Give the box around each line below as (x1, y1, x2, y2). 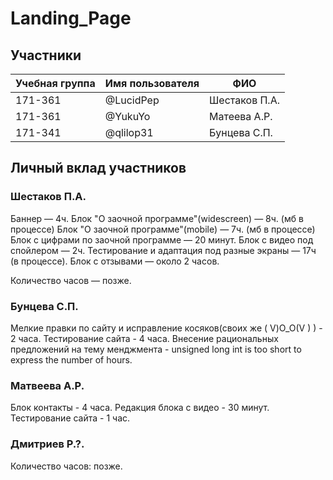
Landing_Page (10, 7, 132, 30)
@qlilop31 (104, 126, 154, 139)
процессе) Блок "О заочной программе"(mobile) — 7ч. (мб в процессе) (10, 223, 316, 235)
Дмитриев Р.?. (10, 437, 85, 451)
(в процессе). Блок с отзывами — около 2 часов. (10, 255, 220, 267)
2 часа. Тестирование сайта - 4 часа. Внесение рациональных (10, 332, 279, 344)
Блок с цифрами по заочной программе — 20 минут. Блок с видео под (10, 233, 314, 246)
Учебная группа (15, 77, 96, 90)
